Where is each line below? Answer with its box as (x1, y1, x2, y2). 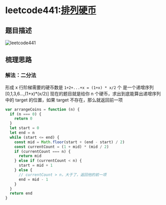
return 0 (14, 116, 33, 121)
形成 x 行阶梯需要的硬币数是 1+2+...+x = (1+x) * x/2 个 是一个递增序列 (5, 84, 154, 90)
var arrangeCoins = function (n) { (5, 107, 80, 112)
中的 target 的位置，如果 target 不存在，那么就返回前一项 (5, 96, 123, 103)
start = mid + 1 (18, 163, 53, 168)
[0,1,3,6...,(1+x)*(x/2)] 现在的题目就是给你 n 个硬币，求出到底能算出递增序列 (5, 90, 161, 96)
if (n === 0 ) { (10, 112, 42, 117)
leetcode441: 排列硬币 (5, 5, 97, 16)
